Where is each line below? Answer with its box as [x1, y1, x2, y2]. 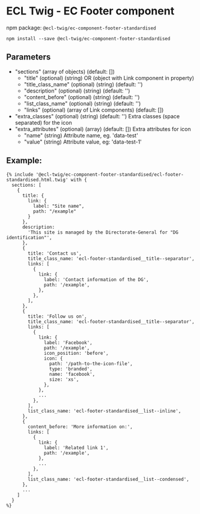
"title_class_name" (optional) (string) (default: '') [23, 80, 143, 88]
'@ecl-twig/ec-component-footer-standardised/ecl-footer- [35, 171, 184, 178]
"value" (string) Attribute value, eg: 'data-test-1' [23, 138, 142, 145]
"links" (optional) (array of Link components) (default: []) [23, 106, 164, 113]
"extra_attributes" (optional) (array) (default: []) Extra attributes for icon [14, 125, 191, 133]
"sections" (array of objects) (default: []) [14, 68, 115, 75]
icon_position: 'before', [44, 350, 109, 356]
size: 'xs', [49, 376, 79, 382]
